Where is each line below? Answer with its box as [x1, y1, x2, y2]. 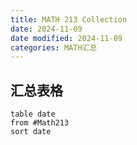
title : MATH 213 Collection [10, 14, 128, 25]
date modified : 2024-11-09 [10, 33, 123, 43]
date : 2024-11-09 [10, 24, 83, 34]
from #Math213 [10, 118, 70, 128]
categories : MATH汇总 [10, 42, 98, 53]
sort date [10, 127, 52, 137]
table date [10, 109, 56, 120]
